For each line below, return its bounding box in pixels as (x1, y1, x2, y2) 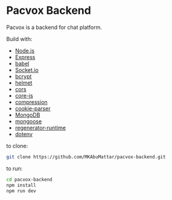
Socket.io (14, 66, 39, 73)
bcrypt (14, 73, 32, 80)
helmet (14, 79, 33, 86)
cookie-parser (14, 105, 51, 112)
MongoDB (14, 111, 40, 118)
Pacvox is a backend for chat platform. (6, 24, 103, 31)
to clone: (6, 142, 28, 149)
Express (14, 53, 36, 60)
